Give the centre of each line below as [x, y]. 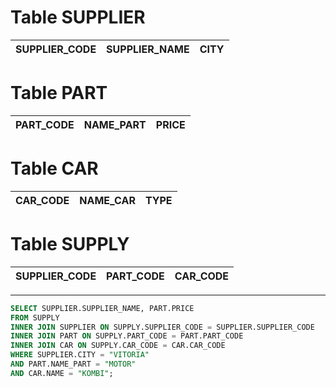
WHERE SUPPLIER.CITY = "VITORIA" [80, 355]
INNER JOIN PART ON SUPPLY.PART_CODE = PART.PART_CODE [127, 336]
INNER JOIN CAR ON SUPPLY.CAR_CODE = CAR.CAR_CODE [118, 346]
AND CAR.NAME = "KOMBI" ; [62, 373]
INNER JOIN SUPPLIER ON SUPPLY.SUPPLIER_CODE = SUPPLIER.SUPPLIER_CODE [162, 327]
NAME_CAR [107, 200]
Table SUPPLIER [78, 17]
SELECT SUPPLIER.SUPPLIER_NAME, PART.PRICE [102, 308]
